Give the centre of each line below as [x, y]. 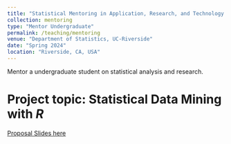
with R [26, 114]
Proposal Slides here [37, 133]
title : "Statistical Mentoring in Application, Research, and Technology [116, 13]
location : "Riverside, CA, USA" [54, 52]
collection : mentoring [40, 20]
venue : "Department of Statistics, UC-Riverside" [80, 39]
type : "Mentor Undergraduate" [51, 26]
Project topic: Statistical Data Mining [114, 100]
